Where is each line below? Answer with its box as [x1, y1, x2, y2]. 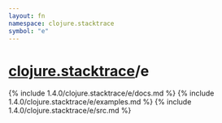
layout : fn [8, 11, 46, 20]
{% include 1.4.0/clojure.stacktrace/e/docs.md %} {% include [8, 88, 215, 98]
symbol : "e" [8, 27, 49, 35]
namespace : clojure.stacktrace [8, 19, 115, 28]
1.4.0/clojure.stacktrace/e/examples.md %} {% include [8, 97, 192, 107]
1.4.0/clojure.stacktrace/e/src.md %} [8, 106, 132, 116]
